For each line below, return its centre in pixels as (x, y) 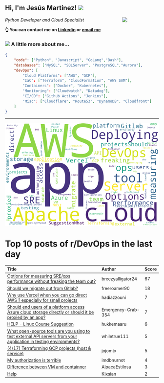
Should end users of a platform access (46, 307)
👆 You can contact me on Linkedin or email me (53, 29)
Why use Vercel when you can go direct (47, 295)
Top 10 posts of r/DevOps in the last (79, 244)
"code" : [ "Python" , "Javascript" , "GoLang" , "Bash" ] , (69, 60)
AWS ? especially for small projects (42, 300)
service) (15, 353)
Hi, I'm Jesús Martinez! (41, 8)
